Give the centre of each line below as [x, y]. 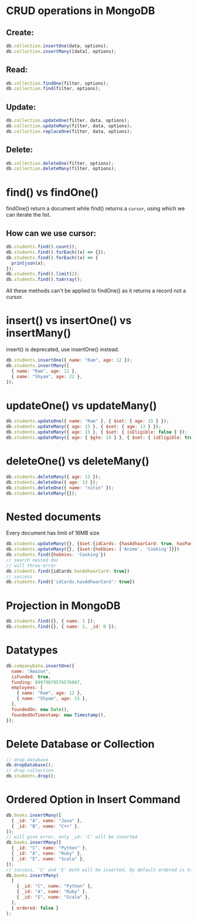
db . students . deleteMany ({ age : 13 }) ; [53, 477]
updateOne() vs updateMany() [81, 406]
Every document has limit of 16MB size [53, 533]
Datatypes [32, 650]
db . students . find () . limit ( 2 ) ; [43, 274]
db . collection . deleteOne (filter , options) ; [60, 163]
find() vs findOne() [52, 192]
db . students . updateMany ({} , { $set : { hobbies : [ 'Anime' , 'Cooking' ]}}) [93, 549]
